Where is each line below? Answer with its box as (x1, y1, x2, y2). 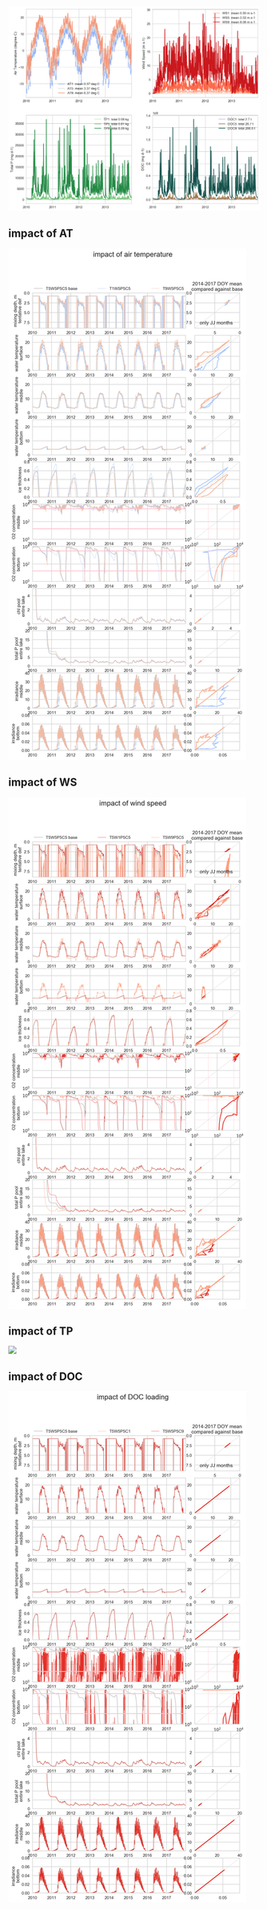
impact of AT (8, 227, 74, 241)
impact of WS (8, 776, 78, 789)
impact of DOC (8, 1370, 83, 1383)
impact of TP (8, 1325, 74, 1338)
